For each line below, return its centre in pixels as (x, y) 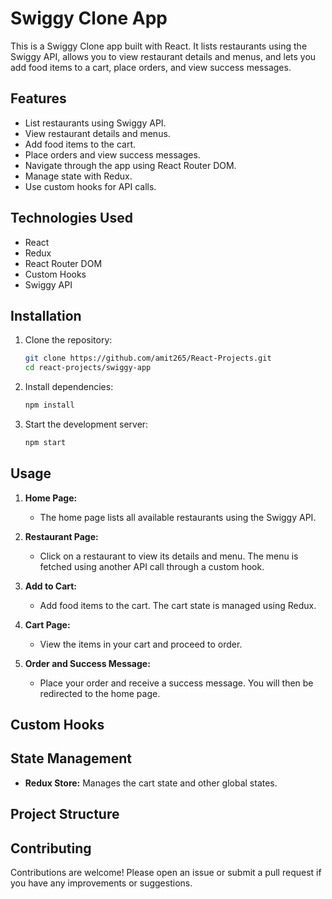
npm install (49, 405)
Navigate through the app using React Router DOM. (130, 165)
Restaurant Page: (61, 536)
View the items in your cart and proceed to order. (141, 644)
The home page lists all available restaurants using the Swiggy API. (178, 517)
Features (38, 98)
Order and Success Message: (87, 663)
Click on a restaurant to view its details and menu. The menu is (169, 556)
